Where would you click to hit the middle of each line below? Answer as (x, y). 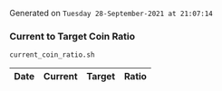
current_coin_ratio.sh (52, 55)
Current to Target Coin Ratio (72, 36)
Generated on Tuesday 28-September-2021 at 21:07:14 (111, 13)
